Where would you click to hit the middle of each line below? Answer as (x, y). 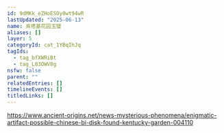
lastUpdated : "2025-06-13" (46, 20)
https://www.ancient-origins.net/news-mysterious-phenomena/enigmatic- (112, 115)
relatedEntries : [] (35, 83)
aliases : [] (24, 32)
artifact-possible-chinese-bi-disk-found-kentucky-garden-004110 (100, 122)
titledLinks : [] (30, 96)
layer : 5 (20, 39)
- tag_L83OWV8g (35, 64)
